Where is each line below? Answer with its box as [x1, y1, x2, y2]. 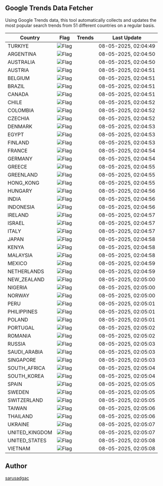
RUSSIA [7, 340, 26, 347]
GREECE [7, 163, 27, 170]
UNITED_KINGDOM [7, 429, 53, 435]
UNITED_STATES [7, 437, 47, 444]
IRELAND [7, 212, 29, 218]
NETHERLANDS [7, 268, 44, 274]
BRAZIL [7, 83, 25, 90]
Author [5, 462, 27, 470]
